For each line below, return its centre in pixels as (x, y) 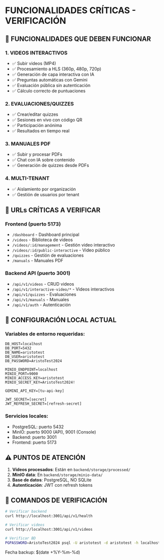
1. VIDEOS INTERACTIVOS (36, 53)
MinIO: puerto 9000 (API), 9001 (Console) (54, 432)
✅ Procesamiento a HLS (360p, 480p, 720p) (57, 69)
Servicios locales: (27, 416)
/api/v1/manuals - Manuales (41, 299)
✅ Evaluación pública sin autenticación (51, 85)
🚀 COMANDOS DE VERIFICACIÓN (56, 500)
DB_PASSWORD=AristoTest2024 (34, 361)
